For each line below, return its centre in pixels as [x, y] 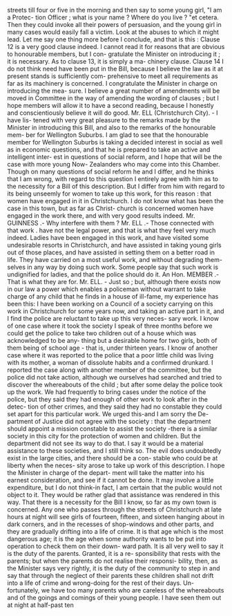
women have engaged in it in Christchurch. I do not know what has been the [116, 201]
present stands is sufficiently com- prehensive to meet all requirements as [113, 76]
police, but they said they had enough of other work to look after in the [108, 399]
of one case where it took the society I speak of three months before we [110, 326]
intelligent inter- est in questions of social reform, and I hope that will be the [115, 157]
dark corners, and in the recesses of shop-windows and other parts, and [110, 524]
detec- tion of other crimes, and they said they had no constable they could [115, 407]
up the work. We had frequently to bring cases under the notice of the [107, 392]
